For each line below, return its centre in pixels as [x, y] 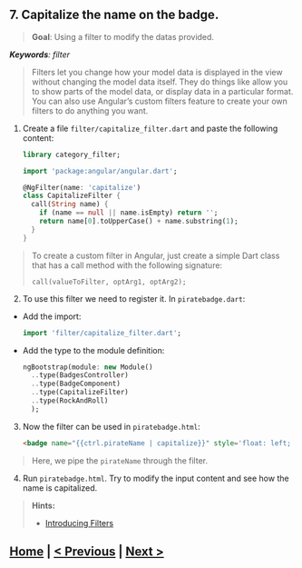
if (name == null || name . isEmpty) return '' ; [129, 213]
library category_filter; [71, 154]
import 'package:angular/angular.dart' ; [100, 171]
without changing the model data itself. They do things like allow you [160, 82]
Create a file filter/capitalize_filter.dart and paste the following [150, 128]
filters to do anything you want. [90, 110]
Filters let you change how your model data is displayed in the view [157, 72]
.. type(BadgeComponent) [76, 384]
